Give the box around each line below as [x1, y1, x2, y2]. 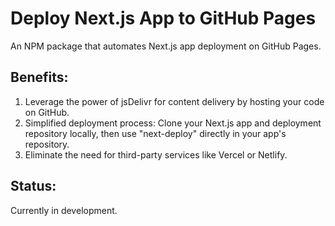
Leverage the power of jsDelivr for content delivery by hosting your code [24, 95, 325, 107]
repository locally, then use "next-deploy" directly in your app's [24, 127, 287, 139]
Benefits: [10, 69, 69, 86]
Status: [10, 178, 57, 195]
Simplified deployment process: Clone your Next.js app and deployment [24, 117, 322, 129]
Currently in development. [10, 204, 118, 216]
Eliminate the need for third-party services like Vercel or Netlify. [24, 148, 288, 161]
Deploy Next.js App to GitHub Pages [10, 7, 317, 30]
